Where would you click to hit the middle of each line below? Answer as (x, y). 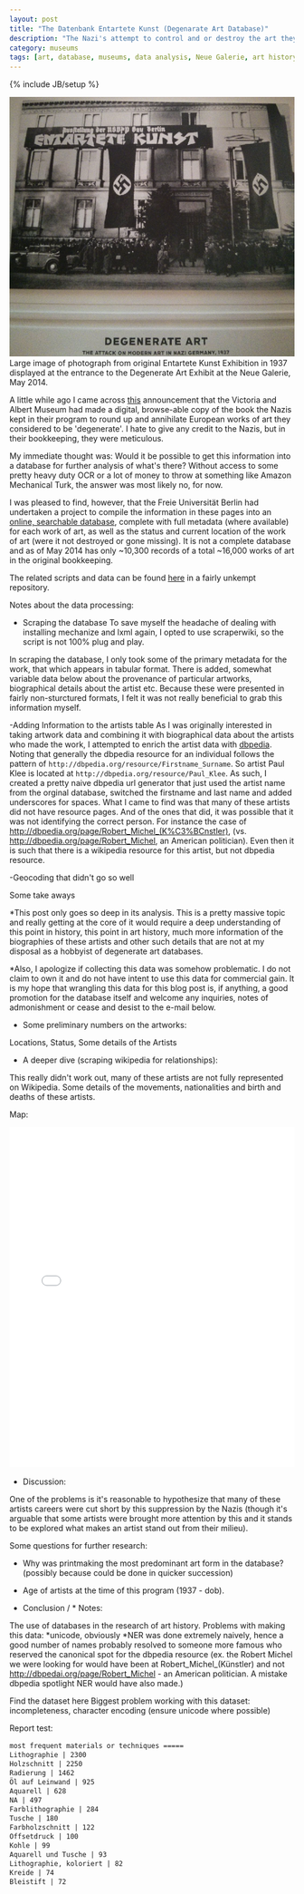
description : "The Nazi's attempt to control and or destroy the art (143, 38)
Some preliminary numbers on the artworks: (104, 1025)
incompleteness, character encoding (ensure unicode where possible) (140, 1711)
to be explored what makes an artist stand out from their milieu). (129, 1529)
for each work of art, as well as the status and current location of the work (148, 531)
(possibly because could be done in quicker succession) (128, 1573)
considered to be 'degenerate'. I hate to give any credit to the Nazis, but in (147, 429)
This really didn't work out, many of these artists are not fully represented (147, 1078)
